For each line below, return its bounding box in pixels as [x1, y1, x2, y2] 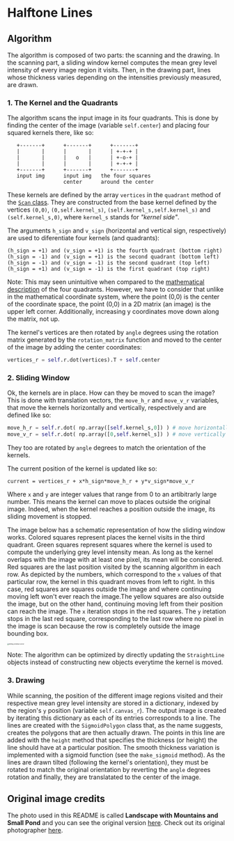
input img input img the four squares [16, 173, 151, 180]
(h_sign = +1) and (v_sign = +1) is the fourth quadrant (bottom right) [7, 247, 223, 255]
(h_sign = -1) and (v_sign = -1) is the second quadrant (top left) [7, 260, 210, 267]
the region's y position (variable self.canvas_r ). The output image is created [7, 706, 226, 714]
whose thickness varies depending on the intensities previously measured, [7, 73, 221, 81]
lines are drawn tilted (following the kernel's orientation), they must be [7, 757, 209, 767]
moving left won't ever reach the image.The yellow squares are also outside [7, 592, 224, 601]
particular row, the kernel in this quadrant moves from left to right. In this [7, 578, 215, 586]
